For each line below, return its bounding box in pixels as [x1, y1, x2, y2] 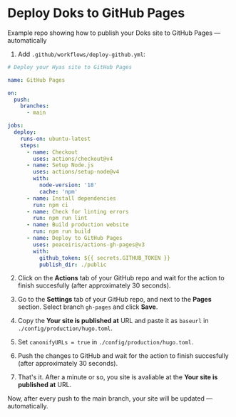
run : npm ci [33, 201, 69, 208]
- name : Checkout [26, 148, 78, 156]
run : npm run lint [33, 215, 88, 222]
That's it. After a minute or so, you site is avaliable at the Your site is [17, 373, 218, 381]
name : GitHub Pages [7, 76, 66, 83]
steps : [20, 142, 40, 149]
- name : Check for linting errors [26, 208, 130, 215]
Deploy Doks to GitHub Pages [7, 5, 185, 21]
